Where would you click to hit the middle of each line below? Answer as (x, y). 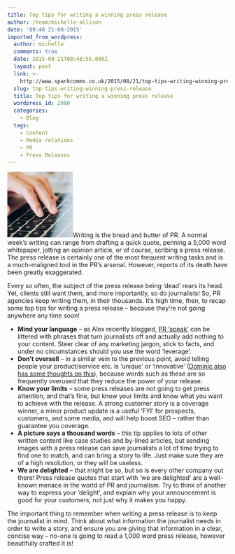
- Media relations (47, 140)
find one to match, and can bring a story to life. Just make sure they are (120, 455)
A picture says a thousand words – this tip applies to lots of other (112, 433)
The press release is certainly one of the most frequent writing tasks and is (115, 257)
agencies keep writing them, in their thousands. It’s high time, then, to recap (116, 301)
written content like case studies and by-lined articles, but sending (113, 441)
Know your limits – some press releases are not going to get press (113, 389)
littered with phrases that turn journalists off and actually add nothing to (120, 336)
